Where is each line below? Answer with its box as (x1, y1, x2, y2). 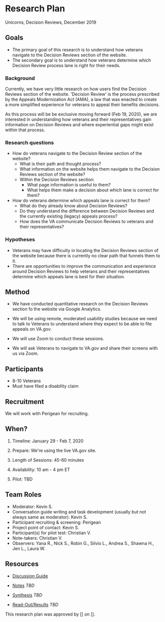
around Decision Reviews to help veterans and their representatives (12, 268, 150, 274)
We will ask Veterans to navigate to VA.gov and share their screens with (12, 345, 158, 351)
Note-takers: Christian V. (12, 535, 63, 541)
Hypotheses (5, 236, 35, 243)
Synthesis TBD (12, 592, 43, 598)
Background (5, 74, 35, 81)
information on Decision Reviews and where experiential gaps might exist (5, 122, 154, 128)
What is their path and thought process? (19, 161, 101, 167)
